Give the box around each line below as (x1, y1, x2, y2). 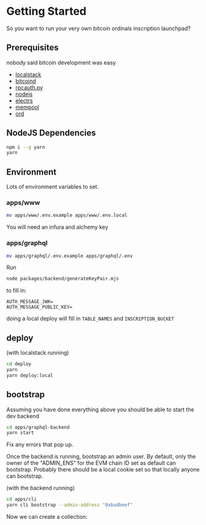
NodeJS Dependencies (6, 128, 96, 138)
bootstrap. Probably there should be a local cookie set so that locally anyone (6, 466, 200, 473)
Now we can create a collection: (6, 513, 88, 521)
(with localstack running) (6, 349, 69, 357)
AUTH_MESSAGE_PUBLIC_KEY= (6, 304, 72, 310)
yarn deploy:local (6, 372, 53, 379)
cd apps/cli (6, 496, 37, 502)
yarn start (6, 430, 34, 436)
